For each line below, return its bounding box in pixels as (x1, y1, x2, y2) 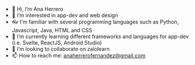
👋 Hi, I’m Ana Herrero (11, 6, 64, 12)
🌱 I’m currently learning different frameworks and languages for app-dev (11, 33, 189, 40)
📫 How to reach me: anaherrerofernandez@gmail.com (11, 52, 146, 59)
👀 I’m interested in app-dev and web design (11, 12, 118, 19)
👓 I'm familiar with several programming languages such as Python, (11, 18, 179, 25)
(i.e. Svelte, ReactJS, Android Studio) (11, 39, 102, 46)
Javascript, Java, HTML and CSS (11, 27, 93, 33)
